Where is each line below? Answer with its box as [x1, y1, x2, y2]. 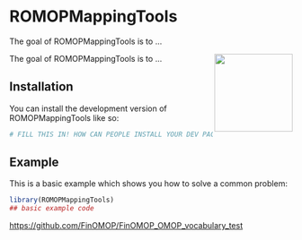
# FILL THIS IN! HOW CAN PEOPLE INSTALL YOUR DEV [9, 130, 200, 139]
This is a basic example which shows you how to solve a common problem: [9, 178, 288, 189]
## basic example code [9, 204, 94, 213]
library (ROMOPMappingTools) [9, 195, 115, 205]
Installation [9, 79, 74, 95]
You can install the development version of [9, 103, 168, 114]
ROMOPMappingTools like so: [9, 112, 120, 123]
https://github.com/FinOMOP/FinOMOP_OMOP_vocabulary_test [9, 220, 244, 231]
